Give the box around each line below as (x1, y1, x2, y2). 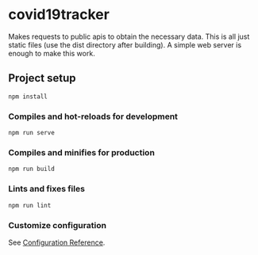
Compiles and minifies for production (8, 147, 155, 158)
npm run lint (8, 201, 52, 209)
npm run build (8, 165, 56, 173)
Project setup (8, 71, 77, 85)
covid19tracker (8, 6, 110, 24)
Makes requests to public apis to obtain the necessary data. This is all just (8, 32, 250, 41)
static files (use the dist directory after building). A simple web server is (8, 40, 242, 49)
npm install (8, 93, 48, 101)
